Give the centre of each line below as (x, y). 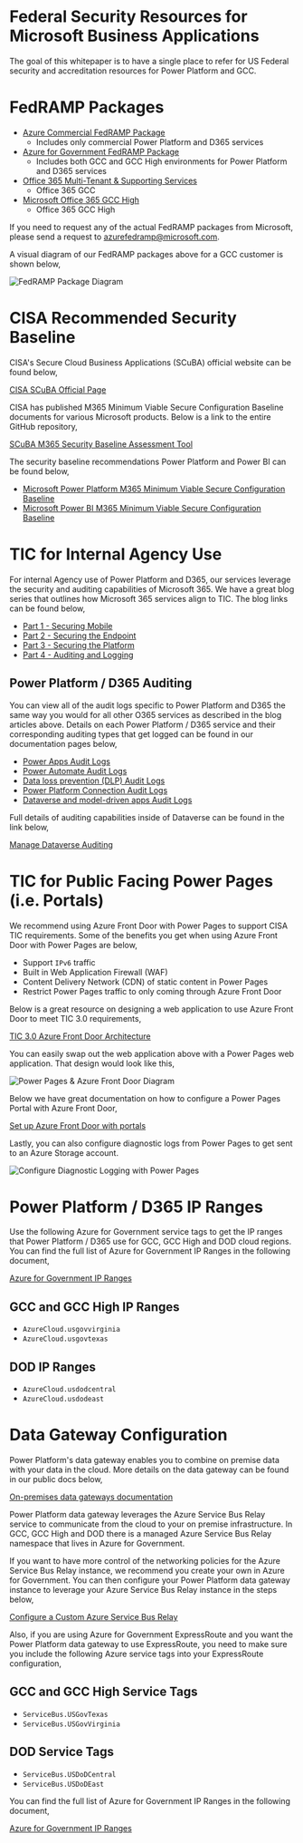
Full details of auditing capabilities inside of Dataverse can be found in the (147, 817)
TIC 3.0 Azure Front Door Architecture (80, 1036)
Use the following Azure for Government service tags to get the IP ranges (146, 1232)
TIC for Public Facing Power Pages (142, 881)
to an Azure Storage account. (64, 1152)
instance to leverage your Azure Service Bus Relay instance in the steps (143, 1590)
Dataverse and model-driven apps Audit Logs (107, 800)
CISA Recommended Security (123, 318)
